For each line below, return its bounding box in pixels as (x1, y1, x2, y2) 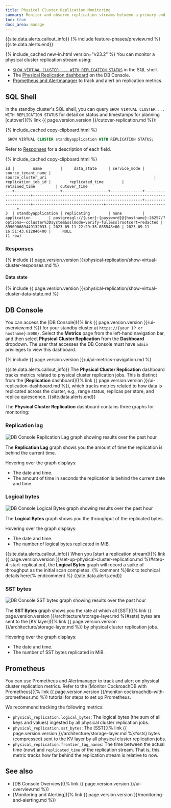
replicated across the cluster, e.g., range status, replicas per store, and (5, 388, 154, 395)
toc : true (5, 17, 27, 22)
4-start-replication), (5, 561, 47, 567)
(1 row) (5, 233, 22, 239)
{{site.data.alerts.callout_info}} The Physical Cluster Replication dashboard (5, 366, 165, 372)
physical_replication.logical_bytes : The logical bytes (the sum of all (12, 714, 161, 720)
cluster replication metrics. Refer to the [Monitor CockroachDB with (5, 683, 147, 689)
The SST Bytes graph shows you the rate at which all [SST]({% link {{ (5, 607, 152, 614)
